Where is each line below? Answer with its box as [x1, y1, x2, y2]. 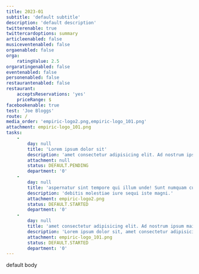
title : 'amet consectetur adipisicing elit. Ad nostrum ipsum [27, 223, 184, 229]
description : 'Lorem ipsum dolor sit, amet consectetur [27, 228, 168, 234]
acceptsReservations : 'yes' [17, 91, 86, 97]
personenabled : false [6, 75, 60, 80]
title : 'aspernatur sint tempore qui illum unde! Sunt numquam [27, 185, 187, 191]
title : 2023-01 [6, 8, 44, 15]
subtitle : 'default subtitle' [6, 14, 81, 20]
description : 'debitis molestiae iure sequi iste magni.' [27, 190, 174, 196]
